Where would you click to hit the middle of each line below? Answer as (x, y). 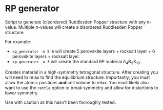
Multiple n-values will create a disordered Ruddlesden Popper (81, 27)
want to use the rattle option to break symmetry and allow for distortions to (82, 88)
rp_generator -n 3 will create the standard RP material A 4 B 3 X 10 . (77, 62)
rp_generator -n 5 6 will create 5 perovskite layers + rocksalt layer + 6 (83, 51)
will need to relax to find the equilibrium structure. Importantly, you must (78, 77)
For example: (18, 41)
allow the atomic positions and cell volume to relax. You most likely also (77, 82)
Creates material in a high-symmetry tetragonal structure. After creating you (81, 72)
